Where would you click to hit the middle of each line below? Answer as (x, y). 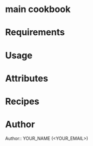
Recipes (22, 101)
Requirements (35, 32)
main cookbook (38, 9)
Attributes (27, 78)
